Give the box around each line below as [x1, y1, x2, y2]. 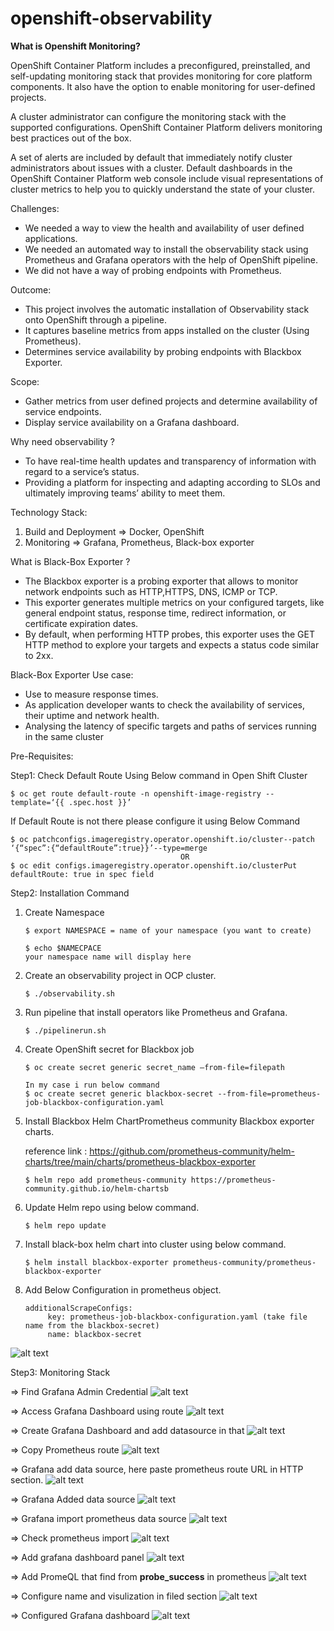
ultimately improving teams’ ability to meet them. [24, 487, 226, 499]
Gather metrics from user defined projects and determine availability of [24, 395, 318, 407]
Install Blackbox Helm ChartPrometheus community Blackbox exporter [24, 1115, 315, 1127]
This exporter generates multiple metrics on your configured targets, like [24, 596, 325, 608]
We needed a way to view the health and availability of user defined [24, 222, 305, 234]
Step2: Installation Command [10, 887, 130, 899]
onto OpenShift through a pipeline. [24, 313, 167, 326]
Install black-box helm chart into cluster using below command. [24, 1238, 287, 1250]
